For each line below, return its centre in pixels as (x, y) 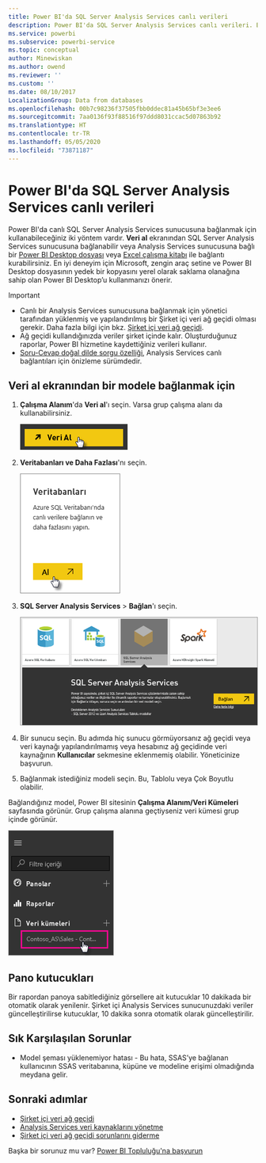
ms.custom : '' (32, 83)
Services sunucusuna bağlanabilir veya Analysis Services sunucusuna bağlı (131, 246)
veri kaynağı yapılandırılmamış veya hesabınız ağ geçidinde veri (123, 747)
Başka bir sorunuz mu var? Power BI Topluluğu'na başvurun (106, 1150)
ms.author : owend (37, 67)
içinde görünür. (33, 819)
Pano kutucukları (51, 978)
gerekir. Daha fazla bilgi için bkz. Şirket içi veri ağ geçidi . (112, 327)
